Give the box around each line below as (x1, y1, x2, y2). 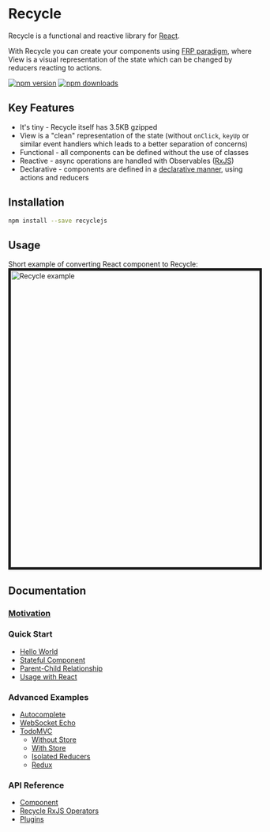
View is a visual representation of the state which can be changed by (8, 55, 233, 64)
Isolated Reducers (31, 752, 91, 762)
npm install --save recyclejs (8, 217, 108, 225)
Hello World (19, 646, 58, 656)
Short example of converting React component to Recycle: (8, 259, 199, 269)
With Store (31, 743, 66, 753)
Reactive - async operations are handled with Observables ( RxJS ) (19, 156, 234, 165)
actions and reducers (19, 172, 89, 182)
